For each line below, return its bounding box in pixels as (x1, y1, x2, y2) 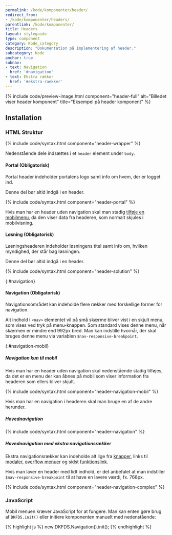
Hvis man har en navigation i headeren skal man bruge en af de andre (5, 399, 153, 405)
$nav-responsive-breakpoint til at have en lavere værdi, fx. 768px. (5, 474, 144, 480)
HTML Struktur (5, 129, 44, 136)
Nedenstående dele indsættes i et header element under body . (5, 150, 135, 156)
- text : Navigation (5, 65, 47, 70)
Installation (5, 113, 42, 122)
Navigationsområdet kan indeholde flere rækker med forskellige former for (5, 301, 163, 308)
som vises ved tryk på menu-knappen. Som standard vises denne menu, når (5, 322, 166, 328)
